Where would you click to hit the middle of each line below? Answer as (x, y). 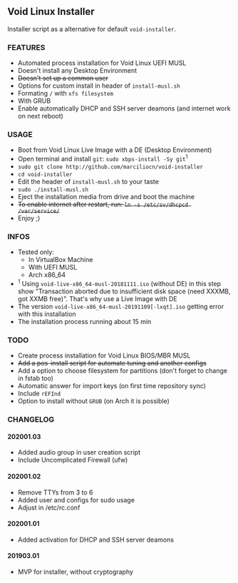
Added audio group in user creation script (79, 452)
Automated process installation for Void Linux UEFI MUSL (102, 63)
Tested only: (36, 252)
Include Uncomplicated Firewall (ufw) (73, 460)
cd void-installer (45, 175)
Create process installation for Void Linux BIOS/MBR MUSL (104, 355)
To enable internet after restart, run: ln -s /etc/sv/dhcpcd (103, 204)
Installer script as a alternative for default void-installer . (92, 29)
